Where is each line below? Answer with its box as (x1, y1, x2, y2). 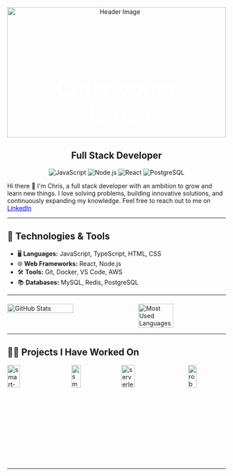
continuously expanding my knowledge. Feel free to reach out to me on (7, 196, 211, 204)
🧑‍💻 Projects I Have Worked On (7, 347, 140, 359)
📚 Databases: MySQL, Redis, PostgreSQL (17, 278, 139, 286)
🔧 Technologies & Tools (7, 231, 110, 243)
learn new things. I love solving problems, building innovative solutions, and (7, 189, 223, 197)
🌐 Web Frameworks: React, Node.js (17, 259, 121, 268)
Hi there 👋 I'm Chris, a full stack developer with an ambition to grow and (7, 181, 213, 190)
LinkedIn (7, 204, 32, 212)
